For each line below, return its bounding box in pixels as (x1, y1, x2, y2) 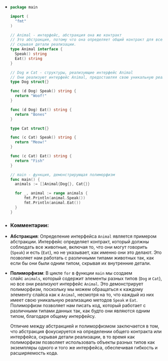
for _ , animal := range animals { (15, 191, 88, 196)
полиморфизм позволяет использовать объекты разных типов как (10, 339, 155, 345)
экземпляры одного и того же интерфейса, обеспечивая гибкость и (10, 344, 158, 350)
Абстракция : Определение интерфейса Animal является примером (10, 233, 157, 239)
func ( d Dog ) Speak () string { (10, 88, 77, 94)
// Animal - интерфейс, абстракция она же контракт (10, 32, 122, 38)
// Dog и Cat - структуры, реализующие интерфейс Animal (10, 70, 133, 75)
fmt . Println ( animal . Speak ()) (23, 195, 86, 201)
